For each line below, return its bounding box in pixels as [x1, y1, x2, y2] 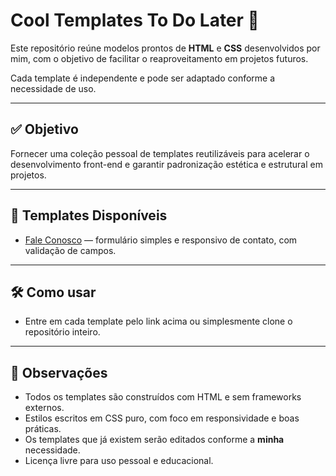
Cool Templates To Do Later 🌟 [10, 9, 260, 32]
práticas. [24, 423, 62, 435]
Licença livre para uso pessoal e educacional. [24, 455, 214, 467]
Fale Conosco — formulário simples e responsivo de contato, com [24, 234, 298, 246]
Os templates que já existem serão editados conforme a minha [24, 434, 285, 446]
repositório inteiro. [24, 326, 101, 338]
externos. [24, 402, 65, 414]
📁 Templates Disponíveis [10, 207, 168, 224]
